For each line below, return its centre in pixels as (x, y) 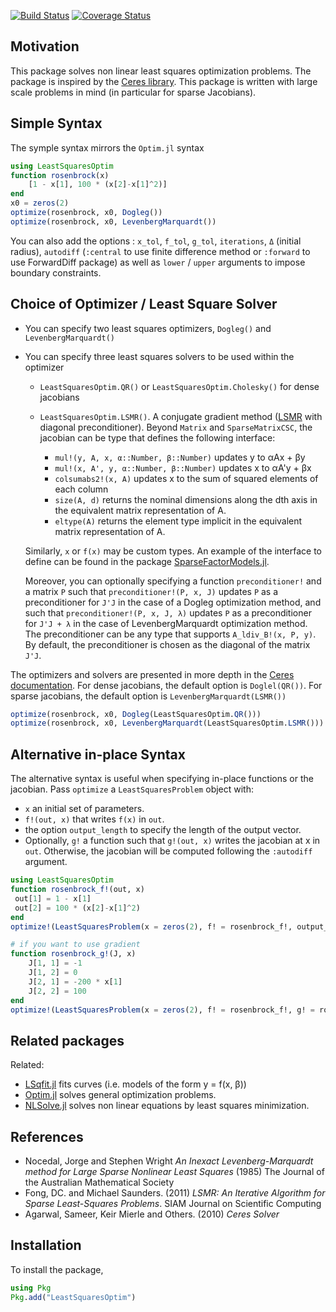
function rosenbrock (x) (60, 175)
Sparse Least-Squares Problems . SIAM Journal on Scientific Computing (173, 1203)
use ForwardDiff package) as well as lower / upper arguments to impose (158, 262)
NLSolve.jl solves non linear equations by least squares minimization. (167, 1106)
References (47, 1136)
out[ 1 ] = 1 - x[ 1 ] (53, 898)
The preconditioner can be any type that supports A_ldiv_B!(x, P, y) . (170, 634)
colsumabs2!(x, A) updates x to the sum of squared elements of (186, 478)
